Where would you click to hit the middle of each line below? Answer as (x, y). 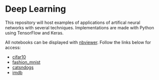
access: (13, 47)
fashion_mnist (26, 62)
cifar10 (19, 57)
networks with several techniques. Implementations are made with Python (79, 27)
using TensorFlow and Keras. (34, 33)
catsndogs (23, 67)
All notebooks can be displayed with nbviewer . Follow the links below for (78, 42)
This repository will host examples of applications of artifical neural (73, 22)
